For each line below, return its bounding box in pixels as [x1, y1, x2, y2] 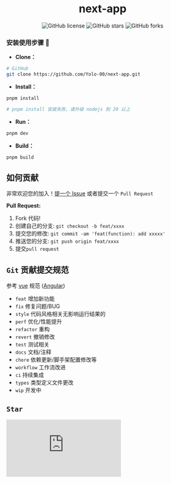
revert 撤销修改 [15, 333, 55, 340]
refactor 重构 [15, 326, 50, 333]
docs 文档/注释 [15, 348, 52, 356]
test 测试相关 [15, 341, 50, 348]
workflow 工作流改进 [15, 363, 66, 371]
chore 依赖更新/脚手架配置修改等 [15, 356, 97, 363]
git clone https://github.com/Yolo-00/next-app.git [6, 71, 140, 77]
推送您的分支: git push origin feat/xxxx [15, 237, 119, 245]
